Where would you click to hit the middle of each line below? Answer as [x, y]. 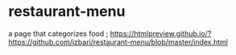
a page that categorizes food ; [58, 33]
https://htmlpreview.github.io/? [161, 33]
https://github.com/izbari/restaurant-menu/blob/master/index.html [118, 41]
